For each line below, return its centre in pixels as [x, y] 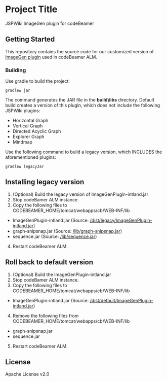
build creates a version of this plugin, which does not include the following [83, 106]
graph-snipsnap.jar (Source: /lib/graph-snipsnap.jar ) [67, 231]
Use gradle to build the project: [37, 81]
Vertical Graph [28, 126]
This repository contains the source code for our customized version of [80, 51]
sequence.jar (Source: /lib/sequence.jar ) [55, 236]
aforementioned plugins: [31, 157]
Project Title [31, 9]
